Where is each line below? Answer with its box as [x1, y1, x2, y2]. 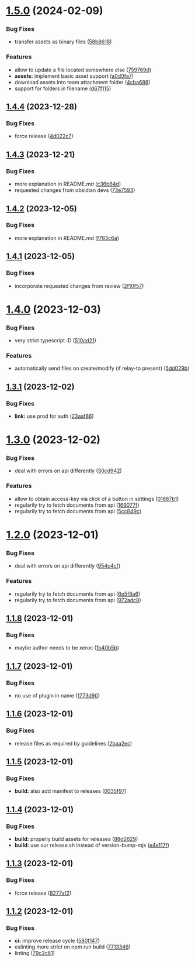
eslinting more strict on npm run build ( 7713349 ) [14, 943, 131, 950]
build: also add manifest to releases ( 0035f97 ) [14, 788, 127, 795]
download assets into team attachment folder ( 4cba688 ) [14, 78, 151, 85]
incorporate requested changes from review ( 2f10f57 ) [14, 282, 144, 289]
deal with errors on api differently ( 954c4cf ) [14, 562, 121, 569]
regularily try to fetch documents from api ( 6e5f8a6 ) [14, 590, 141, 597]
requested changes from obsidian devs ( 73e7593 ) [14, 187, 135, 194]
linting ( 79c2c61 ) [14, 950, 55, 957]
